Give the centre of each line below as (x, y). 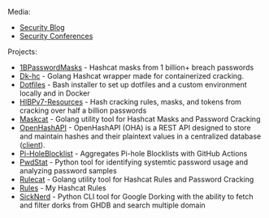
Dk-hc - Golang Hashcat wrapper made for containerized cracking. (132, 76)
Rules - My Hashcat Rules (63, 188)
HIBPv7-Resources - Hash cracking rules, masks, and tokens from (130, 102)
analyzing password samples (68, 171)
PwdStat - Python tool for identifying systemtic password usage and (134, 162)
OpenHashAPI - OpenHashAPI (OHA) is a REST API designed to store (135, 128)
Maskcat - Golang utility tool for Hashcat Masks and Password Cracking (140, 119)
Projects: (22, 51)
